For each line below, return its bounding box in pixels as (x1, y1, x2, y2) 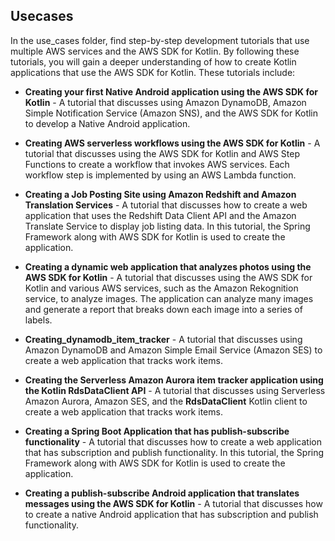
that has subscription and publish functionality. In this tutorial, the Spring (24, 446, 325, 458)
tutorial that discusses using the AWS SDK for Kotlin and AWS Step (24, 147, 301, 159)
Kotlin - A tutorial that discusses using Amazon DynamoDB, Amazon (24, 96, 307, 108)
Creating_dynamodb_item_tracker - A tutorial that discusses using (24, 333, 303, 345)
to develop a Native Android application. (24, 117, 191, 129)
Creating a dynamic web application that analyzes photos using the (24, 260, 312, 273)
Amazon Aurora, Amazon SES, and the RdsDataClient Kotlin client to (24, 395, 308, 407)
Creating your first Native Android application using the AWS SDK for (24, 85, 319, 98)
